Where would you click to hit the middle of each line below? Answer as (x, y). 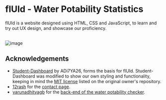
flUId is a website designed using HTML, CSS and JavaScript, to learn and (81, 23)
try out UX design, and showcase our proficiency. (56, 28)
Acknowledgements (37, 59)
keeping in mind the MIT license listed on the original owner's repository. (87, 81)
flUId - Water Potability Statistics (74, 9)
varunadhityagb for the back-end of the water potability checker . (79, 92)
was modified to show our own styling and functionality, (93, 76)
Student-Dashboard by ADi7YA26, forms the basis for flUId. (73, 71)
